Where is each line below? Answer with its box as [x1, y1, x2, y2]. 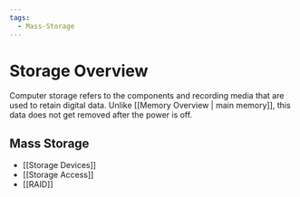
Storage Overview [9, 61, 149, 81]
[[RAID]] [22, 179, 53, 190]
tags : [9, 13, 30, 23]
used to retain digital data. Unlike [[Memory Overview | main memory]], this [9, 100, 292, 111]
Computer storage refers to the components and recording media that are [9, 90, 285, 101]
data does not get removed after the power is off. [9, 109, 193, 120]
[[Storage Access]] [22, 169, 94, 181]
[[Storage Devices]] [22, 160, 97, 171]
